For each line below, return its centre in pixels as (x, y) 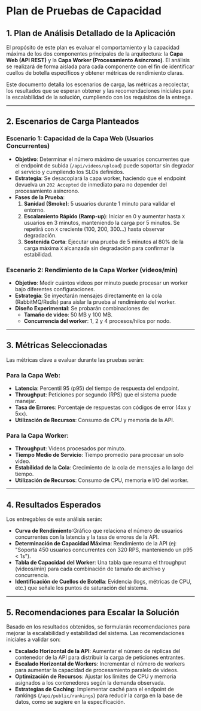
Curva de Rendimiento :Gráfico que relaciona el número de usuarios (99, 531)
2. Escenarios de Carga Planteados (73, 122)
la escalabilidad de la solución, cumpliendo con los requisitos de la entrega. (99, 97)
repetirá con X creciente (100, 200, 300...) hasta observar (94, 229)
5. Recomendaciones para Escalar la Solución (93, 612)
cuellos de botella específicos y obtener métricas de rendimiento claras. (95, 73)
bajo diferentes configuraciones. (55, 289)
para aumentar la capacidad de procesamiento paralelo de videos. (97, 670)
